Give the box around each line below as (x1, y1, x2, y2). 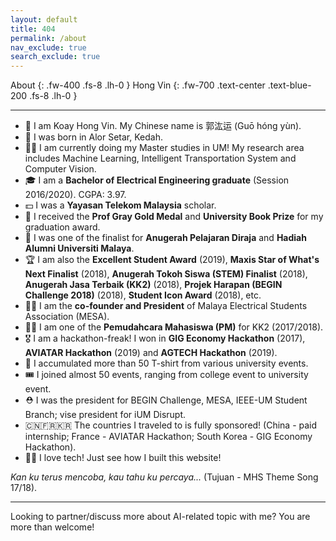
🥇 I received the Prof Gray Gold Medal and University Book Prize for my (24, 211, 324, 223)
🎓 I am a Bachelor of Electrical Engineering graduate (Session (24, 174, 290, 186)
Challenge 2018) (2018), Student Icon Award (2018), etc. (24, 289, 262, 301)
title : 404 (10, 24, 56, 34)
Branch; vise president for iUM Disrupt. (24, 409, 187, 421)
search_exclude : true (10, 52, 101, 62)
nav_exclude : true (10, 42, 87, 53)
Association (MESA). (24, 311, 110, 323)
